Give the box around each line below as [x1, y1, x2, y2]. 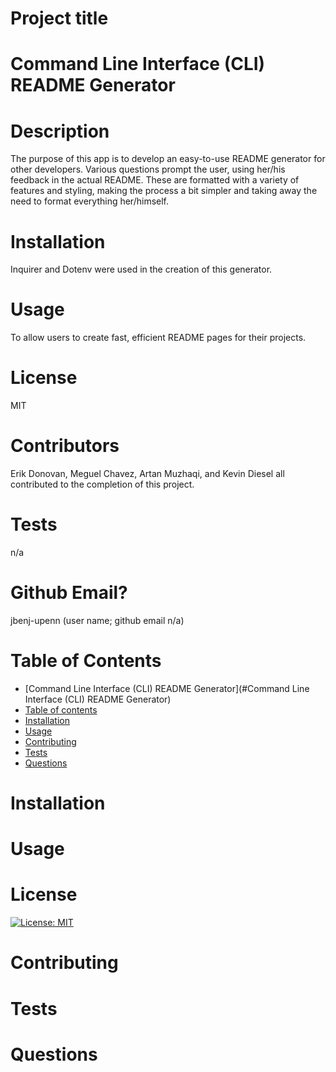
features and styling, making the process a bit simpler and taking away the [10, 185, 318, 197]
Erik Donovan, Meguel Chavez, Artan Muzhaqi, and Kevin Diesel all [10, 468, 285, 480]
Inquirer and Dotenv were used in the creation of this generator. [10, 263, 273, 276]
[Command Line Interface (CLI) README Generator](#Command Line [24, 682, 310, 694]
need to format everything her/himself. [10, 195, 170, 207]
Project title [10, 7, 109, 30]
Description [10, 120, 110, 142]
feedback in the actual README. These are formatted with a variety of [10, 174, 300, 186]
